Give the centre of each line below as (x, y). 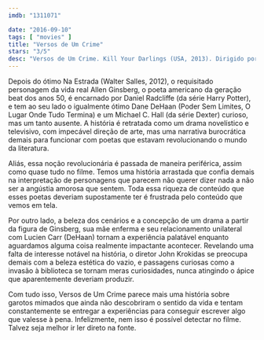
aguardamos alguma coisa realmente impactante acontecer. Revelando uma (131, 246)
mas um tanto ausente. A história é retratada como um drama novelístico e (129, 123)
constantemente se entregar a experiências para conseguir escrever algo (127, 311)
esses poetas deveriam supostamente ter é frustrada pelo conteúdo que (125, 197)
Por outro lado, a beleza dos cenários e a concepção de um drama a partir (128, 220)
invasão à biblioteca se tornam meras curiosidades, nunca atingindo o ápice (131, 271)
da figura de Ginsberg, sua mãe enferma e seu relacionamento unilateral (125, 229)
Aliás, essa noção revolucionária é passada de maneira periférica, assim (125, 163)
